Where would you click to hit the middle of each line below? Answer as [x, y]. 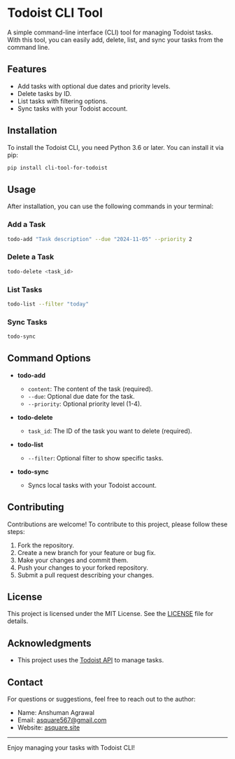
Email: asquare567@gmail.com [62, 720]
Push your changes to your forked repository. [83, 567]
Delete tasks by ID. [44, 93]
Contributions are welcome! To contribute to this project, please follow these [117, 524]
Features [27, 69]
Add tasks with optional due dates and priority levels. [94, 86]
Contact [25, 682]
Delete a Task [31, 257]
